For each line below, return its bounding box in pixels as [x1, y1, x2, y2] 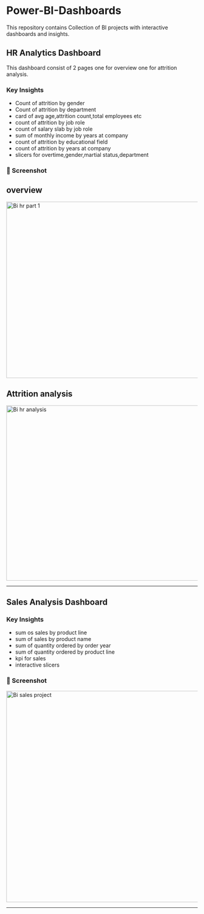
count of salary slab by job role [15, 125, 93, 133]
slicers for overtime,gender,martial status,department [15, 151, 149, 159]
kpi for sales [15, 655, 46, 662]
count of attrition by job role [15, 119, 85, 126]
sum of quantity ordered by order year [15, 642, 111, 649]
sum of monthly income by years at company [15, 132, 129, 139]
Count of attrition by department [15, 106, 97, 113]
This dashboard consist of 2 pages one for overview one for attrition [6, 64, 177, 71]
